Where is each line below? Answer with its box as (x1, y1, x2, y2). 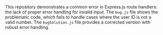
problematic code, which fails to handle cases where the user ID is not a (5, 14, 152, 20)
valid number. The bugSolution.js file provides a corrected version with (5, 19, 151, 25)
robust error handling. (5, 24, 50, 30)
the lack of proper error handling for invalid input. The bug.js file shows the (5, 9, 158, 15)
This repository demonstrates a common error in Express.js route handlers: (5, 4, 158, 10)
